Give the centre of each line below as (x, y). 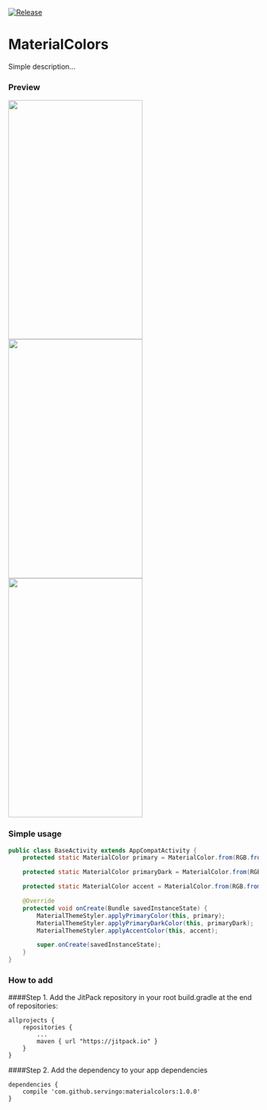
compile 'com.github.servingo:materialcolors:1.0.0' (112, 1092)
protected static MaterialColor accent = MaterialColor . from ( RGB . (135, 887)
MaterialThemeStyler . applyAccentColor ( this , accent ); (128, 931)
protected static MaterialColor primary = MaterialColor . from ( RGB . (136, 858)
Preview (24, 87)
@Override (39, 901)
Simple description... (42, 66)
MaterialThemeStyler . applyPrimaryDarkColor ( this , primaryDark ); (145, 923)
